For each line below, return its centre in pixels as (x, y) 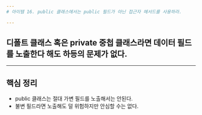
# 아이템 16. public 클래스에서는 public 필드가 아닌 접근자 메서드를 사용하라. (94, 12)
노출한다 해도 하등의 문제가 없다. (71, 54)
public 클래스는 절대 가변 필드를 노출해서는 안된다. (74, 99)
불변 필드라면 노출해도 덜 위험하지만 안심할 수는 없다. (77, 106)
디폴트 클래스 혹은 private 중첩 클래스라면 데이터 (91, 43)
